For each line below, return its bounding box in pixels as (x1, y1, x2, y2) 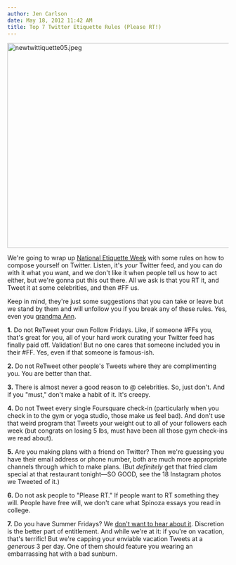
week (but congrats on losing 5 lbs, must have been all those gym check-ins (7, 426, 228, 435)
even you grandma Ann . (7, 312, 77, 321)
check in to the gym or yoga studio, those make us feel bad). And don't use (7, 412, 225, 420)
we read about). (7, 434, 53, 443)
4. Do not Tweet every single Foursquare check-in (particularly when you (7, 404, 219, 412)
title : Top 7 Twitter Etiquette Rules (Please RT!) (7, 23, 162, 30)
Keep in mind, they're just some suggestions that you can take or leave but (7, 297, 223, 306)
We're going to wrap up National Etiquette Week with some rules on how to (7, 254, 225, 262)
